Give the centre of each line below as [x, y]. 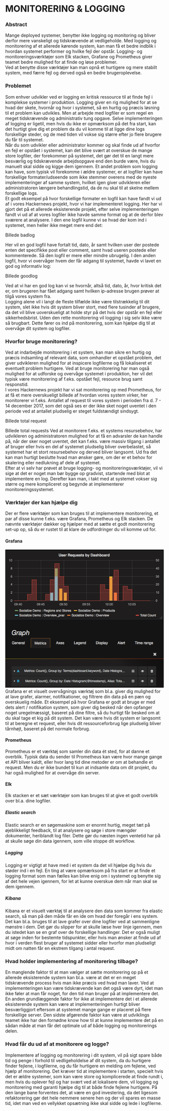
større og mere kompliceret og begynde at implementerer [65, 484]
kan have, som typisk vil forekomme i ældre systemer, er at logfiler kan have [84, 172]
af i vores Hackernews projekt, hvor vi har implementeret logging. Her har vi [84, 204]
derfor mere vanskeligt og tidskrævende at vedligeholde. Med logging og [81, 41]
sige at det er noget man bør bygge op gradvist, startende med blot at [77, 473]
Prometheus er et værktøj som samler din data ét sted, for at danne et [77, 751]
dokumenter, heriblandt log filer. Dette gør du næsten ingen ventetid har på [83, 835]
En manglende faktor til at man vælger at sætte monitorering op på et [77, 972]
